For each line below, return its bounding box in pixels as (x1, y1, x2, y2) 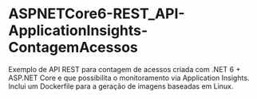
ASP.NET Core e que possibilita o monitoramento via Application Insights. (8, 73, 250, 82)
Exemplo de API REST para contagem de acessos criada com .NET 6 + (8, 64, 241, 74)
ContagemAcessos (8, 39, 138, 56)
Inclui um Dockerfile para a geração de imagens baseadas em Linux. (8, 81, 234, 91)
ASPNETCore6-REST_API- (8, 5, 185, 23)
